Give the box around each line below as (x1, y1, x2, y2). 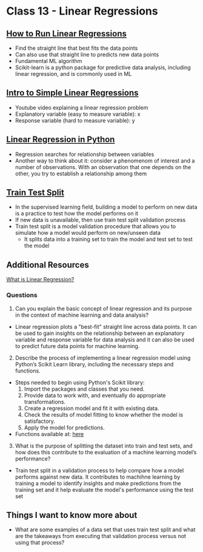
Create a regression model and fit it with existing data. (24, 405, 159, 412)
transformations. (24, 398, 65, 405)
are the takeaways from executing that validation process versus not (15, 533, 187, 540)
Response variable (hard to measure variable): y (15, 116, 135, 124)
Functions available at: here (15, 430, 84, 437)
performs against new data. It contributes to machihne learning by (15, 473, 181, 480)
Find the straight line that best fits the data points (15, 44, 138, 52)
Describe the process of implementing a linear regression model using (15, 354, 191, 362)
